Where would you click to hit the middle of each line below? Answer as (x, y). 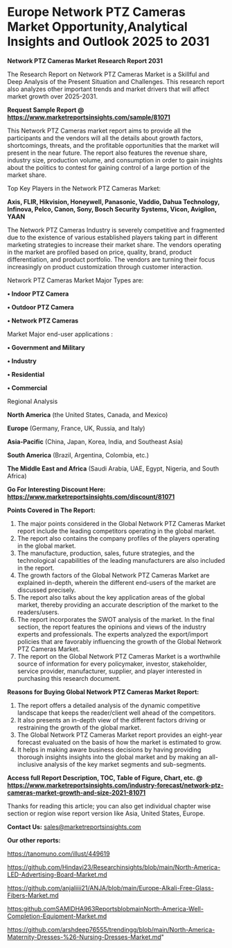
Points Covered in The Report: (51, 510)
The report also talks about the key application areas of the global (111, 597)
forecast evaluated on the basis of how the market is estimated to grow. (119, 742)
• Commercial (27, 388)
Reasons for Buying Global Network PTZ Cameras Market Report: (103, 692)
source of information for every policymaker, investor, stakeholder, (112, 663)
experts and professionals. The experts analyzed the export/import (113, 634)
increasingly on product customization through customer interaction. (105, 266)
